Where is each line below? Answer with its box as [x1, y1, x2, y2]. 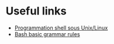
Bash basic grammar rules [14, 30, 80, 37]
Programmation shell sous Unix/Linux [14, 24, 109, 31]
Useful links [5, 4, 67, 18]
